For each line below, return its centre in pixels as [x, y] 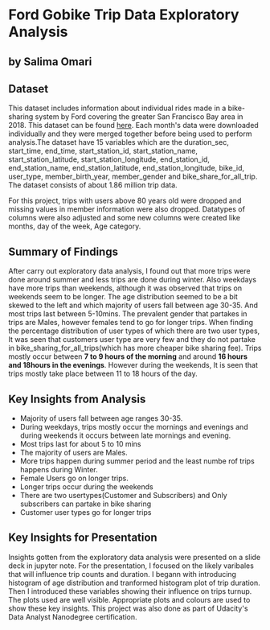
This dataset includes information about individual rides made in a [117, 108]
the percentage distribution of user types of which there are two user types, [134, 331]
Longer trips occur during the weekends [87, 487]
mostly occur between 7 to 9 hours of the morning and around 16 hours [128, 356]
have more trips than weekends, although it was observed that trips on [125, 288]
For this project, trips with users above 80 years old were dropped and [125, 201]
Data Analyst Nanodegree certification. [73, 616]
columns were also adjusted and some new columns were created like [125, 218]
